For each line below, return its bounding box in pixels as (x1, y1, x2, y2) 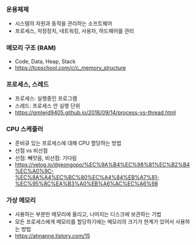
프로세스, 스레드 (6, 80, 49, 88)
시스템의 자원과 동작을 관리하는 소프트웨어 (14, 20, 113, 27)
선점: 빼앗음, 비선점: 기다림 (14, 154, 77, 162)
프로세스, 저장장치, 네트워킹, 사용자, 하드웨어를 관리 (14, 27, 134, 35)
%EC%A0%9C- (14, 168, 54, 175)
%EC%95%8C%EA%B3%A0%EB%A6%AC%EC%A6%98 (14, 180, 158, 187)
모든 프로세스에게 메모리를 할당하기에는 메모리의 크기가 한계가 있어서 (14, 218, 175, 225)
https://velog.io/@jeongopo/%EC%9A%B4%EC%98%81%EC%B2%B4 (14, 161, 190, 168)
